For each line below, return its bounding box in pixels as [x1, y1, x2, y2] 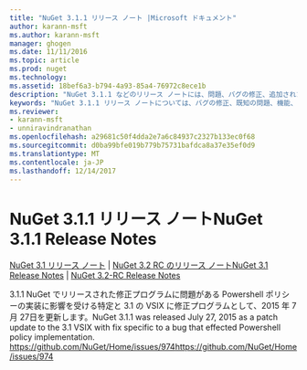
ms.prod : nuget [9, 65, 68, 74]
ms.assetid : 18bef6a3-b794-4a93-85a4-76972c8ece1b [9, 81, 206, 90]
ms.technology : [9, 73, 68, 82]
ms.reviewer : [9, 107, 59, 116]
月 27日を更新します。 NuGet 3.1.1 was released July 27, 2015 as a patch [9, 312, 279, 322]
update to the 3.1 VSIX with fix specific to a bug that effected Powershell [9, 322, 281, 333]
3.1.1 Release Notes [9, 228, 157, 249]
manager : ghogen [9, 38, 71, 48]
